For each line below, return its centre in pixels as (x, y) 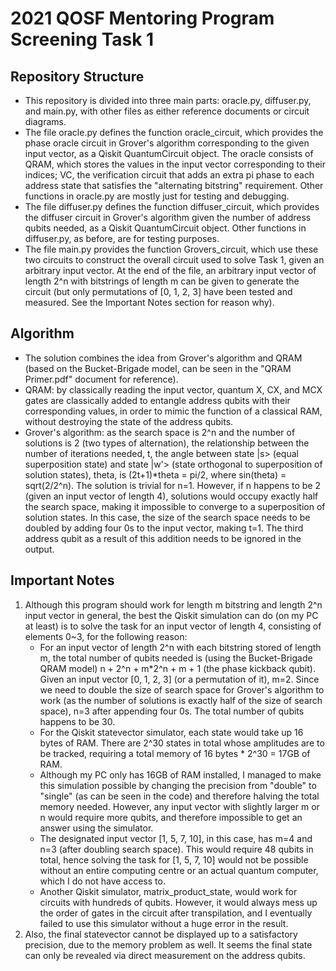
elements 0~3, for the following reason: (106, 636)
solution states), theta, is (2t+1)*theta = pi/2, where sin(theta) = (155, 474)
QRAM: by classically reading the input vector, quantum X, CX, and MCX (173, 389)
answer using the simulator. (96, 828)
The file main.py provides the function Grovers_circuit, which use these (171, 249)
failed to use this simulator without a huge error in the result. (164, 923)
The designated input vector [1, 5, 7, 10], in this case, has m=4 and (176, 838)
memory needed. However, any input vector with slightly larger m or (179, 806)
